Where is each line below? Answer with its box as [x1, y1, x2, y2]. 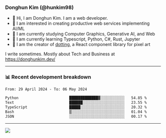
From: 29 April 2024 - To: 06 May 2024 [5, 87, 87, 92]
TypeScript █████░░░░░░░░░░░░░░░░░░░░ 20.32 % [5, 105, 147, 110]
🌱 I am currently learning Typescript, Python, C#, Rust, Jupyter [12, 36, 140, 42]
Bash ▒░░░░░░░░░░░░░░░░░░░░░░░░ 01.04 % [5, 109, 147, 115]
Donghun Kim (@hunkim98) [5, 4, 74, 11]
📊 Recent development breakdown [5, 74, 91, 81]
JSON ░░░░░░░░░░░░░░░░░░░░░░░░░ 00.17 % [5, 114, 147, 119]
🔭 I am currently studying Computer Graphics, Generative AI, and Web [12, 31, 156, 37]
